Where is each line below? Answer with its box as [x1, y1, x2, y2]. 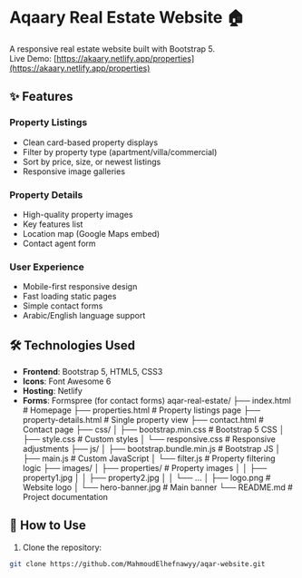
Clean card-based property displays [22, 137, 159, 148]
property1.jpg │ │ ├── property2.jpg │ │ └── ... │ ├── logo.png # [22, 473, 271, 484]
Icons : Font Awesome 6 [22, 376, 112, 387]
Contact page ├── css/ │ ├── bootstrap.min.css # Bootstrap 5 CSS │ [22, 424, 285, 436]
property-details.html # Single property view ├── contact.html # [22, 415, 265, 426]
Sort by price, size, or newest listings [22, 156, 161, 167]
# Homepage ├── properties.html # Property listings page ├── [22, 405, 261, 416]
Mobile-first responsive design [22, 281, 138, 292]
